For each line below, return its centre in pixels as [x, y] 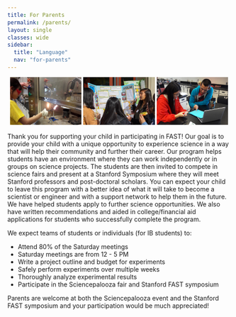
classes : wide [28, 38]
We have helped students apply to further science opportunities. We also [114, 204]
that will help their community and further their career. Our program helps [114, 151]
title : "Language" [41, 52]
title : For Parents [36, 15]
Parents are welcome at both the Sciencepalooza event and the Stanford [113, 298]
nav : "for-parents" [43, 60]
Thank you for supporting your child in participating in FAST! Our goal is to [116, 136]
